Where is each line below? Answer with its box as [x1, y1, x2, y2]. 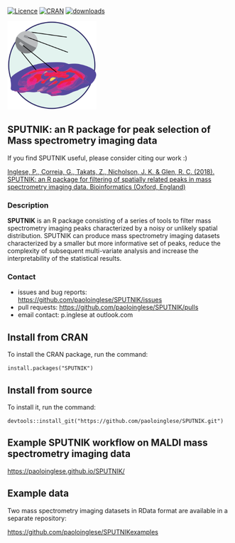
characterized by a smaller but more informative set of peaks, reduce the [7, 239, 222, 248]
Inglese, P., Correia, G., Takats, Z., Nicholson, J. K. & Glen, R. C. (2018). [7, 167, 215, 176]
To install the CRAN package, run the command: [7, 350, 148, 359]
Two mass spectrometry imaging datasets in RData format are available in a [7, 506, 229, 515]
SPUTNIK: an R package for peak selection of [7, 124, 211, 136]
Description [7, 200, 49, 210]
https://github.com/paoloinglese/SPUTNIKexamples [7, 527, 158, 536]
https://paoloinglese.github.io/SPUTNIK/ [7, 466, 126, 475]
